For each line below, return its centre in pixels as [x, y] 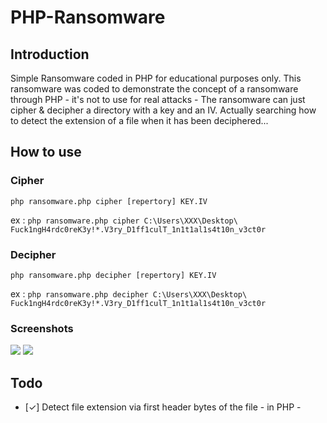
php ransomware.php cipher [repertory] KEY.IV [109, 201]
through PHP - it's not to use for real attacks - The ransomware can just [158, 99]
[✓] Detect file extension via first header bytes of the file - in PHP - [163, 407]
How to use [46, 152]
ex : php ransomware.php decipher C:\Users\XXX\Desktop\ [129, 293]
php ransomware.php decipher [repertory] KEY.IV [113, 275]
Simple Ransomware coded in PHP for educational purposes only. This [156, 78]
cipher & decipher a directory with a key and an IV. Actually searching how [163, 110]
